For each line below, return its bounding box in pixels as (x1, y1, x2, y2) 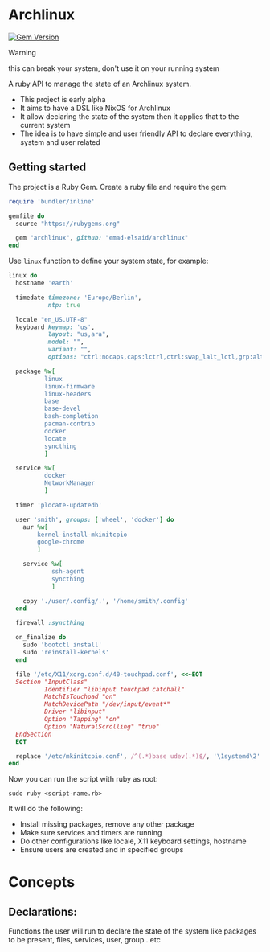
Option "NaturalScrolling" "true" (43, 722, 160, 731)
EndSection (15, 730, 52, 738)
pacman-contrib (43, 420, 95, 428)
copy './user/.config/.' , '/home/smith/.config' (22, 597, 189, 605)
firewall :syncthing (15, 619, 84, 627)
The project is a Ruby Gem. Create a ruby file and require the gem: (8, 182, 228, 191)
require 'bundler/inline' (8, 197, 95, 206)
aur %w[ (22, 523, 48, 531)
